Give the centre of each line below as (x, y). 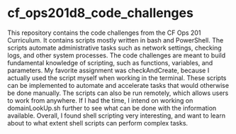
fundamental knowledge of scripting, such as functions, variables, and (110, 62)
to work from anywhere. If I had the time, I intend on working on (100, 100)
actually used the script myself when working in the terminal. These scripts (117, 78)
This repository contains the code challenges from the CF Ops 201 (104, 33)
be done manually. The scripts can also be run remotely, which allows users (118, 93)
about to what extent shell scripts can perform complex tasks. (98, 123)
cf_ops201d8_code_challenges (100, 13)
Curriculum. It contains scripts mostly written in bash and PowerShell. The (116, 40)
